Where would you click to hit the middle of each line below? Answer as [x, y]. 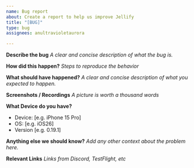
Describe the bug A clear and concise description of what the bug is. [89, 55]
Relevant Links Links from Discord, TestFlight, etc [66, 159]
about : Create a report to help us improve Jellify [70, 17]
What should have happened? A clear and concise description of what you [97, 78]
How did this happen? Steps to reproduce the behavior [73, 66]
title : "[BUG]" [24, 22]
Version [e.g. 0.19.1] [38, 130]
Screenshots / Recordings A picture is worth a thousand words [82, 95]
